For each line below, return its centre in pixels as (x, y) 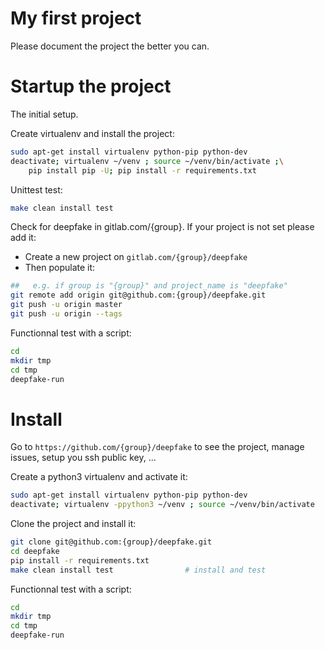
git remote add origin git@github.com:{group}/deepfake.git (138, 295)
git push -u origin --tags (66, 314)
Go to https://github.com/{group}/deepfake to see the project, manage (157, 447)
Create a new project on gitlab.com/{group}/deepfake (136, 257)
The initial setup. (44, 114)
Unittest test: (36, 189)
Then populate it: (60, 268)
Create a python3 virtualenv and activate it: (99, 477)
